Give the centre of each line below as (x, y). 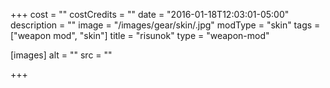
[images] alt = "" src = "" (61, 55)
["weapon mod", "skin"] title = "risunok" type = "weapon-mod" (140, 35)
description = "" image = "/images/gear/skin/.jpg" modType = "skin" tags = (165, 25)
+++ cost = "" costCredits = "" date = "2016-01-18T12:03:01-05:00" (150, 14)
